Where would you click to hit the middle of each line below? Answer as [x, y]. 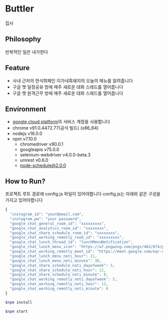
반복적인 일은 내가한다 [27, 52]
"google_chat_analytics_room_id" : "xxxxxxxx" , [59, 228]
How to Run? [25, 181]
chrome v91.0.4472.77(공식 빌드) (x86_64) [55, 128]
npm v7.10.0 [24, 139]
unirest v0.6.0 [34, 160]
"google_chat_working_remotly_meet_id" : [52, 251]
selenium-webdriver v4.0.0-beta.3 [55, 155]
